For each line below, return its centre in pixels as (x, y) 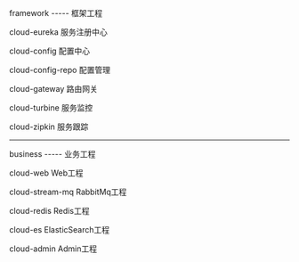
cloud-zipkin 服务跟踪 (49, 127)
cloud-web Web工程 (46, 173)
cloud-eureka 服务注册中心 (59, 32)
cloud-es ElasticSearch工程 (60, 229)
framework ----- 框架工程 (56, 13)
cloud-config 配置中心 (50, 51)
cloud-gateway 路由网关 (53, 89)
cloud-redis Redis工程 (49, 211)
